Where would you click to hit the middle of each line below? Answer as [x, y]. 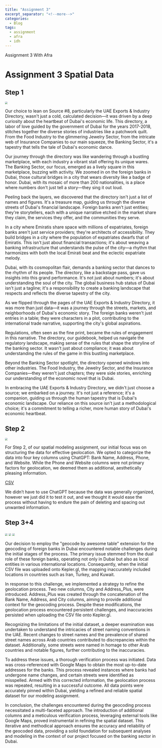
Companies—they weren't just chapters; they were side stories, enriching [78, 373]
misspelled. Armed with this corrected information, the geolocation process [80, 680]
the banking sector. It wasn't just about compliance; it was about [69, 348]
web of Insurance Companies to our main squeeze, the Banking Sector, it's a [81, 142]
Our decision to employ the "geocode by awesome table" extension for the [80, 544]
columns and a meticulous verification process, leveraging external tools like [81, 715]
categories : [17, 18]
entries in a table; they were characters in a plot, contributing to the [72, 318]
